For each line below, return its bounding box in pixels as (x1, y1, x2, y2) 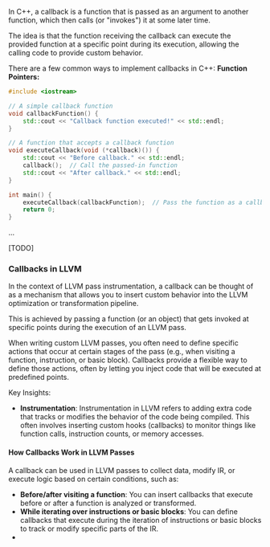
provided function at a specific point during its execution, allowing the (8, 39, 239, 49)
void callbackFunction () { (8, 109, 99, 117)
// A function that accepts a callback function (8, 139, 174, 147)
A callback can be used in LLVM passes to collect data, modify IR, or (8, 465, 235, 475)
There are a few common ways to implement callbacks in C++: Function (8, 63, 247, 73)
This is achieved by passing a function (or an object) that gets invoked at (8, 314, 249, 324)
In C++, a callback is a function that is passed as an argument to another (8, 7, 249, 16)
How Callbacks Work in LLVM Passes (8, 447, 135, 457)
